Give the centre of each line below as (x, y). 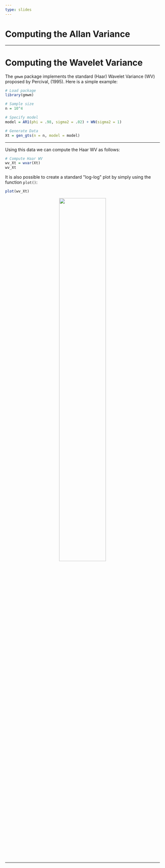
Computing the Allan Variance (68, 34)
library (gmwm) (20, 95)
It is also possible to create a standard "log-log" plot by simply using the (78, 177)
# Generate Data (22, 131)
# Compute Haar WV (24, 159)
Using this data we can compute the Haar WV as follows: (63, 149)
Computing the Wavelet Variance (74, 63)
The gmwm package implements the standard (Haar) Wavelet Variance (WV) (80, 76)
